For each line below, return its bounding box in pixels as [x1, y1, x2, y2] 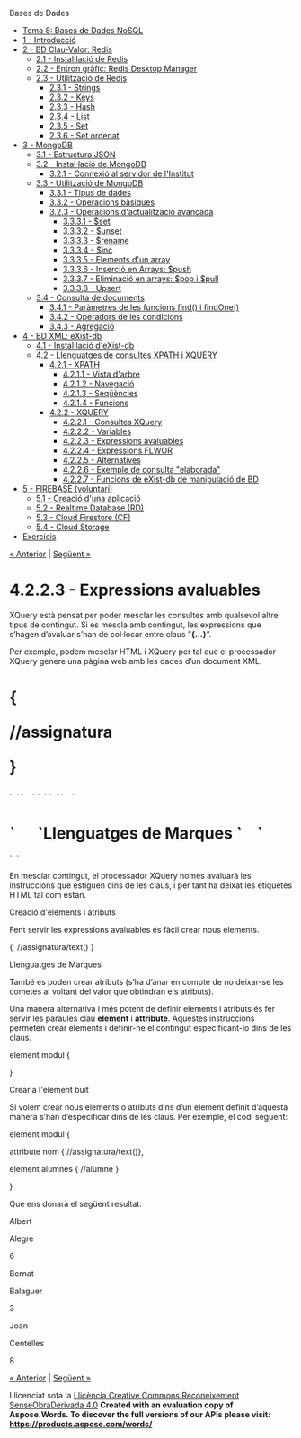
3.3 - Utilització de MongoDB [35, 178, 144, 188]
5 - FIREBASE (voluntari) [22, 484, 113, 493]
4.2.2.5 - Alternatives [62, 455, 141, 466]
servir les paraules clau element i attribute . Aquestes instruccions [9, 1013, 255, 1024]
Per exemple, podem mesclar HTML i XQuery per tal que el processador [9, 646, 277, 657]
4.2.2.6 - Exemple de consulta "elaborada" [62, 465, 221, 475]
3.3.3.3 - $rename [62, 235, 129, 245]
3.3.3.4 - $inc [62, 244, 113, 255]
